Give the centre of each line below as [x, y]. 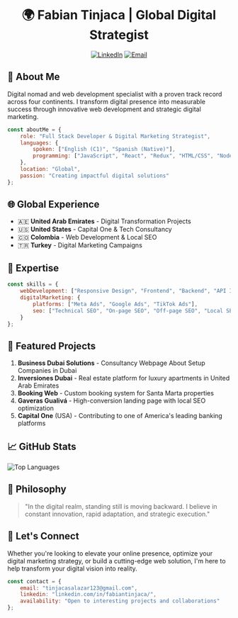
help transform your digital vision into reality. [73, 568]
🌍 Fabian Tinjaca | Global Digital [119, 15]
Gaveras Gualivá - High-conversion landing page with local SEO [112, 401]
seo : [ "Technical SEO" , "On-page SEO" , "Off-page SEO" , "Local [128, 310]
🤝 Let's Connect [43, 536]
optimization [36, 408]
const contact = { [34, 581]
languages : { [39, 143]
